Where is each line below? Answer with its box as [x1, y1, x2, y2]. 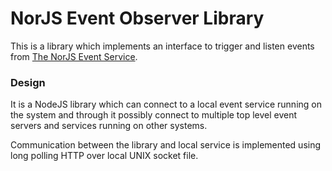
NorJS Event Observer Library [10, 7, 265, 30]
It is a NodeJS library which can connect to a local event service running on [10, 98, 322, 111]
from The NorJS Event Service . [10, 50, 138, 62]
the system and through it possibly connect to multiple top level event [10, 109, 298, 121]
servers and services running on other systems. [10, 120, 208, 132]
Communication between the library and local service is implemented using [10, 139, 322, 151]
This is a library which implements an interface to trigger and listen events [10, 40, 315, 52]
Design [10, 75, 46, 89]
